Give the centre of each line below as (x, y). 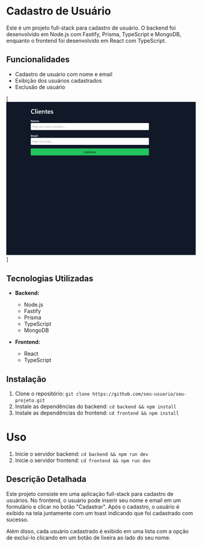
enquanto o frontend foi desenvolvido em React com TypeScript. (86, 40)
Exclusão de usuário (40, 87)
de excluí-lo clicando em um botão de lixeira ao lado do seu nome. (89, 538)
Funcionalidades (38, 59)
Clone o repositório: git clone (52, 393)
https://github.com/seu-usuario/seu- (139, 394)
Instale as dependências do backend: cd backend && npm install (96, 406)
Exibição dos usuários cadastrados (58, 80)
